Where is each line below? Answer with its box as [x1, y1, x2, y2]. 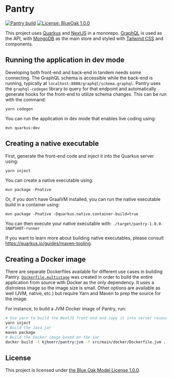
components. [5, 40, 33, 47]
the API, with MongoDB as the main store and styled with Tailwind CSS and [5, 35, 164, 41]
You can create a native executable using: [5, 177, 94, 183]
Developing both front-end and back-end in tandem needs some [5, 69, 142, 75]
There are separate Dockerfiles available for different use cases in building [5, 268, 163, 275]
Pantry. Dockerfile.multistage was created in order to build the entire [5, 274, 153, 280]
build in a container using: [5, 201, 60, 207]
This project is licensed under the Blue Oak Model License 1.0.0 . [5, 367, 141, 373]
